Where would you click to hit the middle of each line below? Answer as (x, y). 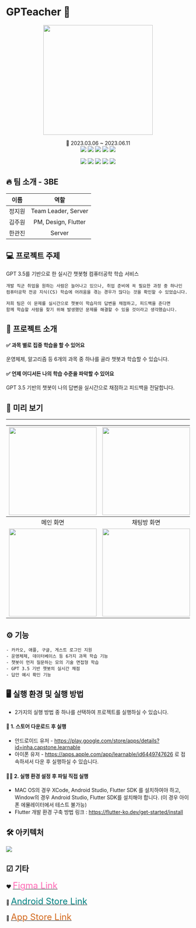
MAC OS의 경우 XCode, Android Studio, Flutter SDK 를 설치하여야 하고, (97, 790)
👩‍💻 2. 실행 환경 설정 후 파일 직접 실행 (47, 776)
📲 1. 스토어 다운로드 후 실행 (36, 727)
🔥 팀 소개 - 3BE (32, 182)
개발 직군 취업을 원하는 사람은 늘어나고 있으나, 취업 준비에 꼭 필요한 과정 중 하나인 (94, 286)
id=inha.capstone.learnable (47, 747)
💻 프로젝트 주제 (33, 256)
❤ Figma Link (32, 885)
